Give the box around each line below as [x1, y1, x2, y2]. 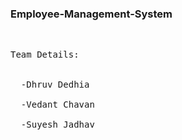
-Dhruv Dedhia [20, 79, 90, 91]
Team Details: [10, 49, 80, 61]
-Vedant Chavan [20, 99, 95, 111]
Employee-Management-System [10, 7, 173, 21]
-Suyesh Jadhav [20, 119, 95, 131]
